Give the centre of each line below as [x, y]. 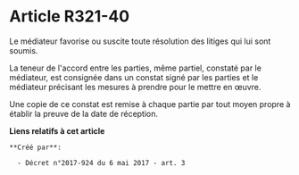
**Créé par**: [36, 147]
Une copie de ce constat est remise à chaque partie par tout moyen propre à [150, 104]
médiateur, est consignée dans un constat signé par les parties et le [134, 77]
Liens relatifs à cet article [57, 130]
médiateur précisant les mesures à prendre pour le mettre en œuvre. [135, 87]
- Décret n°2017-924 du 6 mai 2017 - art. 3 [101, 162]
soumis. [24, 50]
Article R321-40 [70, 17]
